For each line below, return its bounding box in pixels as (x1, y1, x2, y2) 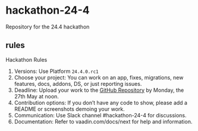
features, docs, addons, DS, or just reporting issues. (14, 80, 142, 87)
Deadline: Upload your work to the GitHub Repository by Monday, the (14, 87, 184, 94)
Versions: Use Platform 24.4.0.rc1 (14, 68, 99, 75)
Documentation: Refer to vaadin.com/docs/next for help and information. (14, 118, 193, 125)
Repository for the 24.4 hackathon (5, 23, 90, 30)
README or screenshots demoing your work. (14, 105, 125, 113)
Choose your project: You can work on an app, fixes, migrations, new (14, 74, 184, 81)
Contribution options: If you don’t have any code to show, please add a (14, 99, 188, 106)
